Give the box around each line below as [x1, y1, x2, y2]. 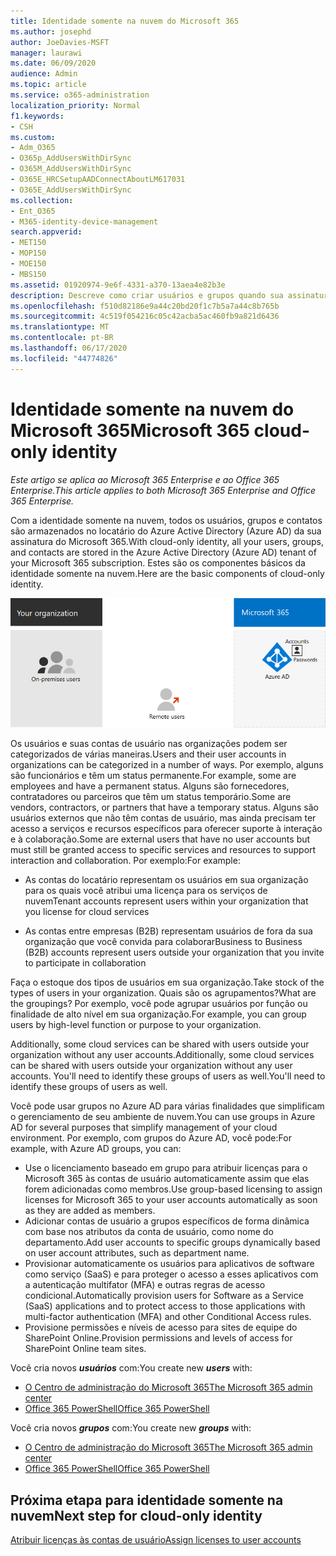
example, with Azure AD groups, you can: [10, 1143, 182, 1155]
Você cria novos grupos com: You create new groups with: [10, 1422, 252, 1434]
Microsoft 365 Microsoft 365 [10, 419, 250, 442]
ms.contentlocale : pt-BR [10, 333, 114, 343]
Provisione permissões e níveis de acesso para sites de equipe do [24, 1321, 298, 1334]
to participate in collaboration [24, 957, 147, 969]
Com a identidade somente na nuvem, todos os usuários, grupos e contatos [10, 514, 323, 526]
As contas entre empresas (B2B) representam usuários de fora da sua [24, 925, 313, 937]
